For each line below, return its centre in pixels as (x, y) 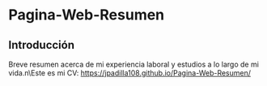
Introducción (42, 45)
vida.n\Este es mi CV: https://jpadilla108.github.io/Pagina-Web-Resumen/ (130, 73)
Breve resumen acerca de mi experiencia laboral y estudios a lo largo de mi (133, 64)
